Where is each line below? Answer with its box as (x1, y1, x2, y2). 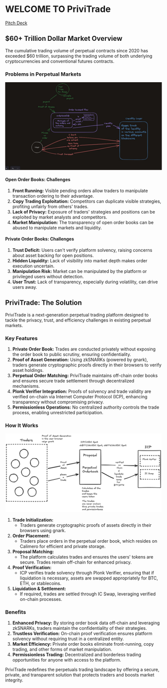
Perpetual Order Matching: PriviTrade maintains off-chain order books (12, 372, 158, 379)
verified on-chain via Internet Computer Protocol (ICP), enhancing (12, 394, 148, 400)
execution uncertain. (12, 263, 55, 269)
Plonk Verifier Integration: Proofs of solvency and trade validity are (12, 388, 152, 394)
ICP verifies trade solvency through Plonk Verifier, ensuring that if (19, 570, 154, 575)
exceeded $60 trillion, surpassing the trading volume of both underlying (5, 53, 153, 59)
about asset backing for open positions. (12, 252, 94, 258)
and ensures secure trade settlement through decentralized (12, 378, 135, 384)
